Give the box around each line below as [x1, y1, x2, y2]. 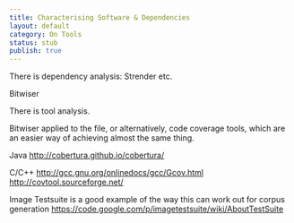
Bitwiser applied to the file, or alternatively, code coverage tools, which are [9, 123, 286, 134]
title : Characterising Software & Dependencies [9, 13, 191, 22]
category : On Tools [9, 30, 82, 39]
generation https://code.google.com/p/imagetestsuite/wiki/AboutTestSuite [9, 203, 284, 215]
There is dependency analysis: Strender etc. [9, 71, 173, 81]
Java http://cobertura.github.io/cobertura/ [9, 150, 165, 161]
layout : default [9, 21, 70, 30]
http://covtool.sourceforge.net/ [9, 176, 124, 188]
